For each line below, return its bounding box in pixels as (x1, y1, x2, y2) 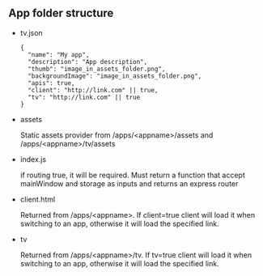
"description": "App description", (28, 57, 148, 66)
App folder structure (8, 6, 114, 20)
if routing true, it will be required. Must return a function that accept (19, 170, 245, 180)
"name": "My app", (28, 50, 90, 59)
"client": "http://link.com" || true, (28, 86, 159, 94)
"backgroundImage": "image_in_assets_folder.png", (28, 72, 202, 80)
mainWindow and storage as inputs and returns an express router (19, 178, 239, 189)
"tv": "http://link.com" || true (28, 93, 141, 101)
